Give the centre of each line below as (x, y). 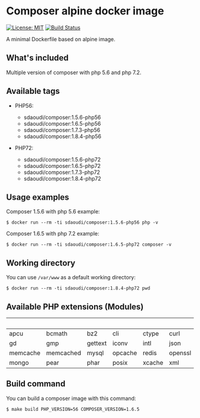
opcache (125, 353)
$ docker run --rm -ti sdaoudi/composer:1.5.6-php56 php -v (82, 222)
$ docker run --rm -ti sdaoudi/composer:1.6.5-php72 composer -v (89, 245)
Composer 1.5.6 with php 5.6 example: (53, 212)
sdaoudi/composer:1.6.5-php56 (62, 123)
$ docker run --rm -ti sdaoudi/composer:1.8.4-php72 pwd (78, 288)
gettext (97, 343)
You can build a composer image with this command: (71, 398)
